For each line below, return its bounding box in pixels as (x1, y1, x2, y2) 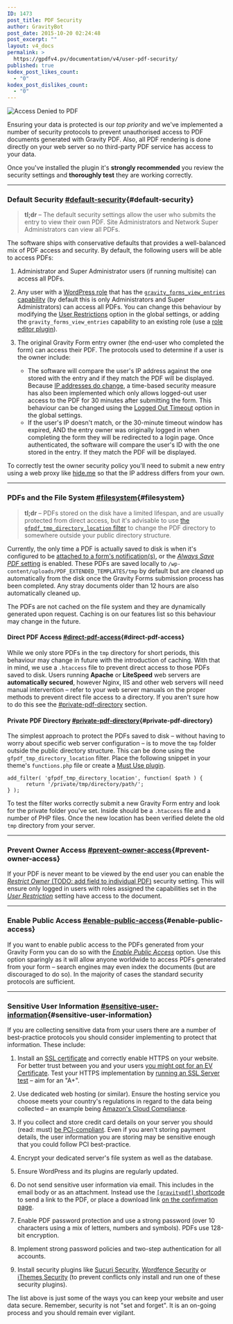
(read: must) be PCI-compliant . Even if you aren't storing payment (17, 1126, 206, 1134)
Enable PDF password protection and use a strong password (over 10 (17, 1216, 215, 1225)
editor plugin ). (17, 325, 58, 333)
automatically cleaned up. (7, 589, 81, 597)
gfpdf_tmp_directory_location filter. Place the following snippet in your (7, 754, 211, 762)
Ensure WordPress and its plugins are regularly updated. (17, 1167, 179, 1176)
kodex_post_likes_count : (7, 68, 79, 75)
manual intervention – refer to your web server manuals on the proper (7, 685, 206, 693)
